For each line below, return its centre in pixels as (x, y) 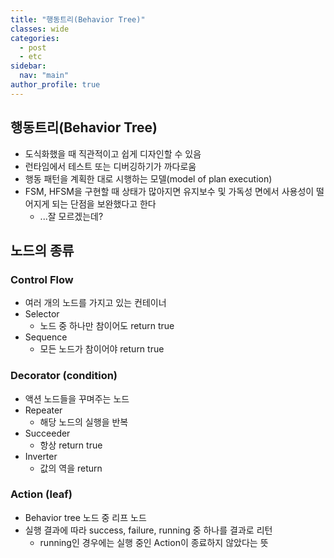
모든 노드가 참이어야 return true (102, 349)
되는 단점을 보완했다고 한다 (104, 203)
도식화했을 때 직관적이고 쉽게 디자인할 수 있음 (113, 153)
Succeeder (47, 433)
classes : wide (40, 29)
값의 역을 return (71, 468)
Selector (42, 314)
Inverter (41, 456)
